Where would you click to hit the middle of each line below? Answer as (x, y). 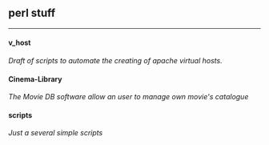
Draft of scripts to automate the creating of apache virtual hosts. (115, 61)
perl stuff (32, 13)
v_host (20, 42)
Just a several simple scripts (56, 133)
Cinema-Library (35, 79)
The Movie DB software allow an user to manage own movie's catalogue (128, 97)
